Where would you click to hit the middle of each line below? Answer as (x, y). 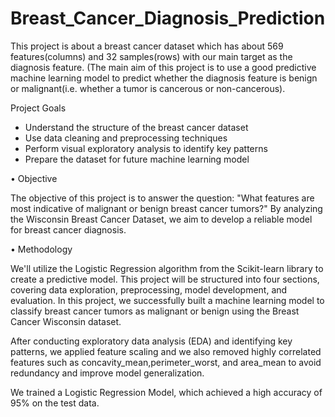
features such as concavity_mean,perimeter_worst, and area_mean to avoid (166, 362)
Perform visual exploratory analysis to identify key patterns (146, 148)
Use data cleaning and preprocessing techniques (126, 138)
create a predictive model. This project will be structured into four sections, (165, 279)
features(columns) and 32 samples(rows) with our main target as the (151, 56)
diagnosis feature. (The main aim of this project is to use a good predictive (163, 67)
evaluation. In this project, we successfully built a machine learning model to (167, 300)
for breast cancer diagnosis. (68, 229)
